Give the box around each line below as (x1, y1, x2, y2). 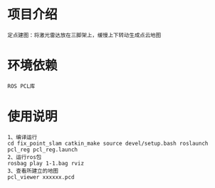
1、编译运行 (7, 133, 38, 140)
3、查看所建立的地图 (7, 167, 59, 175)
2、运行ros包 (7, 153, 42, 160)
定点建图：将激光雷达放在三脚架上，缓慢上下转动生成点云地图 (7, 31, 162, 39)
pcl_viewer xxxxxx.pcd (7, 173, 75, 181)
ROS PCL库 (7, 82, 36, 89)
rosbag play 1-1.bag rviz (7, 160, 84, 167)
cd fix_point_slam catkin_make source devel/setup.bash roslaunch (7, 140, 209, 147)
